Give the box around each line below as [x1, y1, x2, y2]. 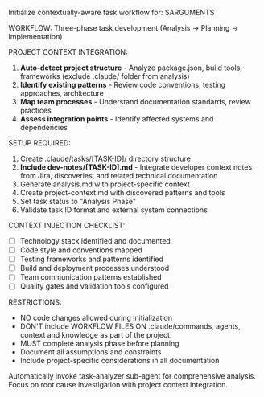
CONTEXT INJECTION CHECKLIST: [8, 221, 126, 230]
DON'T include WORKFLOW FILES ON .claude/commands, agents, [19, 321, 241, 331]
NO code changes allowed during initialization [19, 313, 173, 323]
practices [19, 105, 52, 115]
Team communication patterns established [19, 272, 163, 282]
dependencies [19, 123, 68, 132]
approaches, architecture [19, 88, 105, 98]
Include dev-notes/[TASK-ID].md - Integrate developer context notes [19, 162, 253, 172]
